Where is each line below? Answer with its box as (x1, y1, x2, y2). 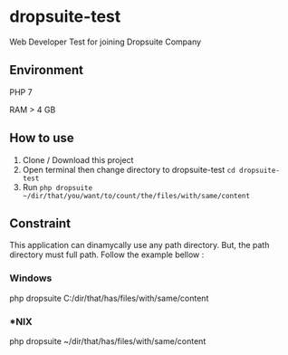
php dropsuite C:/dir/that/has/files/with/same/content (9, 293, 209, 303)
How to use (9, 130, 74, 146)
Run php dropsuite (22, 181, 93, 192)
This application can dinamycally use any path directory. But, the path (9, 240, 270, 251)
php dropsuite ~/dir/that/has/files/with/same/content (9, 335, 206, 346)
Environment (9, 62, 84, 78)
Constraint (9, 216, 71, 231)
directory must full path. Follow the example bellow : (9, 249, 205, 260)
